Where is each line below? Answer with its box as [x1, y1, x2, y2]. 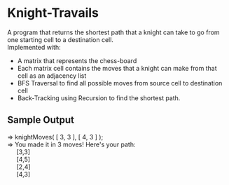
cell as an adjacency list [17, 71, 87, 80]
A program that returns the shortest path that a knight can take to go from [7, 28, 220, 36]
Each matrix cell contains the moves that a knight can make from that [17, 64, 217, 72]
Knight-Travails [7, 5, 99, 21]
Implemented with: [7, 43, 61, 51]
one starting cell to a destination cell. [7, 35, 114, 43]
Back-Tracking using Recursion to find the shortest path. [17, 93, 181, 102]
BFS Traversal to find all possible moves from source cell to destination [17, 78, 223, 87]
